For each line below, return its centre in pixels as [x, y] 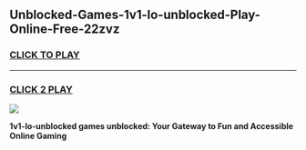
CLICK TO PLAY [45, 55]
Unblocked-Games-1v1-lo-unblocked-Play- [135, 15]
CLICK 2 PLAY [41, 89]
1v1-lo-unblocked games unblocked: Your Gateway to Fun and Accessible [152, 125]
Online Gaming [38, 135]
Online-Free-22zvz [65, 30]
